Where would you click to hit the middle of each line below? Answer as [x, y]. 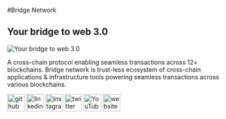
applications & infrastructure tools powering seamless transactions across [113, 77]
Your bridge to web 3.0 [58, 32]
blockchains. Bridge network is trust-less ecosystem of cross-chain [104, 70]
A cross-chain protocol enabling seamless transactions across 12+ [103, 62]
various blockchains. [37, 84]
